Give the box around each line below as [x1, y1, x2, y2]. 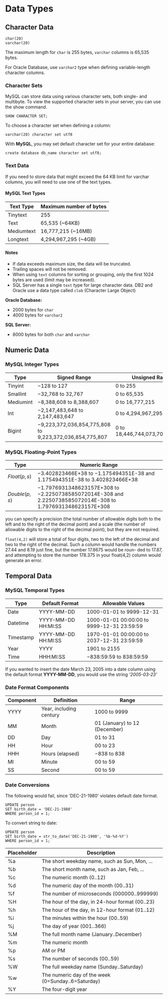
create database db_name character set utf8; [5, 150, 101, 155]
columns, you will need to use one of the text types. [5, 178, 112, 185]
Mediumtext [7, 227, 36, 234]
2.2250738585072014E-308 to [37, 496, 116, 503]
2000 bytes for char [12, 307, 54, 312]
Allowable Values [102, 599, 145, 606]
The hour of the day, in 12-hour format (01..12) [41, 906, 155, 913]
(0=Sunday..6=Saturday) [41, 978, 100, 985]
